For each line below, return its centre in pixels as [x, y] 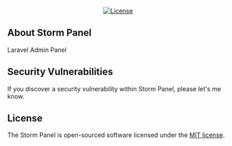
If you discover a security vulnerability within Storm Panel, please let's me [114, 88]
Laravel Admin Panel [37, 50]
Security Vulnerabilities [60, 72]
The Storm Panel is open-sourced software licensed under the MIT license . [116, 135]
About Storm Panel [50, 33]
